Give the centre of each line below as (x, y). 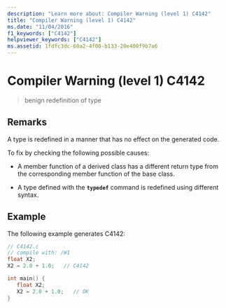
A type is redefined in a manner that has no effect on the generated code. (113, 139)
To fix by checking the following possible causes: (78, 153)
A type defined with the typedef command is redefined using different (118, 187)
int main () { (26, 279)
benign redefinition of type (63, 100)
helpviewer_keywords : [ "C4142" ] (54, 40)
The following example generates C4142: (66, 233)
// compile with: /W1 (39, 253)
